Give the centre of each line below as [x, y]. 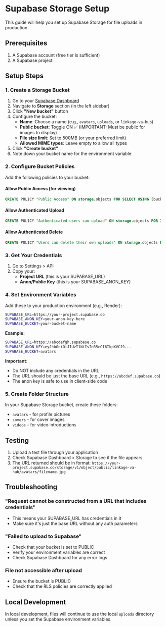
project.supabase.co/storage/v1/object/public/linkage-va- [74, 468]
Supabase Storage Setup [57, 9]
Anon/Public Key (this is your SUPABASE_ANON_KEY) [75, 282]
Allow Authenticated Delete [34, 232]
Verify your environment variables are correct [59, 552]
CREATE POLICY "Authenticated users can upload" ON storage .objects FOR [82, 221]
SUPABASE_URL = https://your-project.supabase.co [55, 314]
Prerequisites [26, 43]
